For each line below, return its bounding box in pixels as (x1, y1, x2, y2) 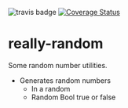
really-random (8, 35, 104, 52)
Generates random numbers (19, 75, 112, 85)
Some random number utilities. (8, 60, 108, 70)
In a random (31, 84, 71, 93)
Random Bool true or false (31, 92, 116, 102)
